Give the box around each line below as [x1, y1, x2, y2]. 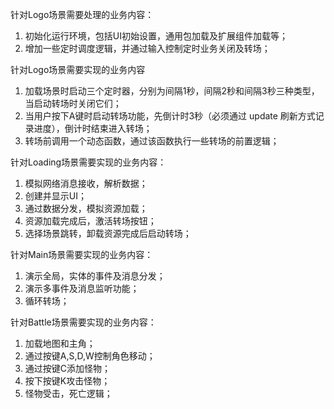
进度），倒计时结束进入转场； [33, 123, 153, 134]
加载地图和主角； [24, 338, 96, 349]
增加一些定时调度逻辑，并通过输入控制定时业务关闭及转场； [24, 43, 271, 54]
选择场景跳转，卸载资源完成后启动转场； [24, 228, 192, 239]
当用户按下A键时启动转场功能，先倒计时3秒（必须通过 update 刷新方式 [24, 110, 316, 122]
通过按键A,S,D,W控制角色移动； [24, 350, 156, 362]
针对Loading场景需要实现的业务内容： [10, 156, 167, 168]
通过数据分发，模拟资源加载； [24, 203, 148, 214]
